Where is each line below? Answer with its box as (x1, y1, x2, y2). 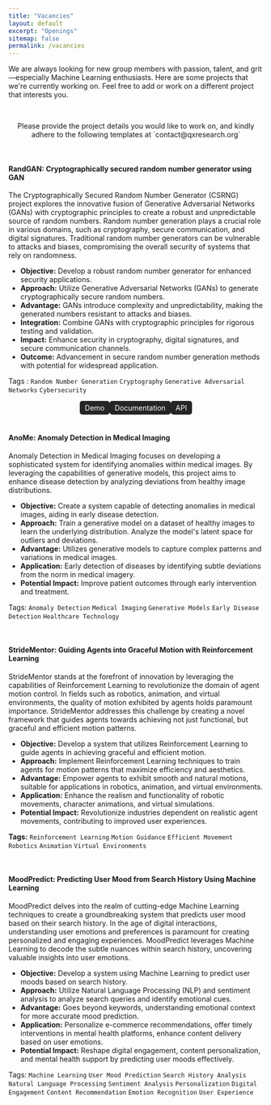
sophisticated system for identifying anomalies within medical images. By (8, 459, 253, 469)
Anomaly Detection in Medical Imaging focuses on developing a (8, 450, 221, 461)
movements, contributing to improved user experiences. (19, 816, 208, 825)
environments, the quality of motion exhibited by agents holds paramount (8, 697, 252, 707)
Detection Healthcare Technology (8, 612, 120, 621)
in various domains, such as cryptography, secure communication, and (8, 225, 245, 234)
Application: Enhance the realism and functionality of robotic (19, 790, 225, 800)
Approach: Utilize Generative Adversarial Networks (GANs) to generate (19, 284, 259, 293)
